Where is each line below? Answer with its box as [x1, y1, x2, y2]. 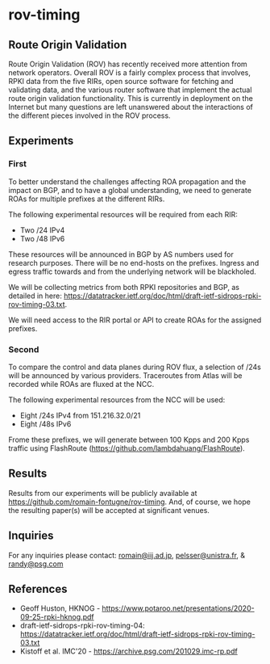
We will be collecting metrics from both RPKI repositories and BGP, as [8, 282, 240, 292]
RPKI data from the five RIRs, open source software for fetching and [8, 77, 234, 86]
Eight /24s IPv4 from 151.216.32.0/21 [19, 410, 141, 420]
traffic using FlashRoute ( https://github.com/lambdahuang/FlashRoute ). [8, 443, 246, 453]
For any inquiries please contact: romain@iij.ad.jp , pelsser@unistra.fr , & [8, 550, 246, 560]
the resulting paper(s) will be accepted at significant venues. [8, 505, 210, 515]
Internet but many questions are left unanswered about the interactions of [8, 103, 254, 111]
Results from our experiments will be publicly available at [8, 488, 197, 498]
